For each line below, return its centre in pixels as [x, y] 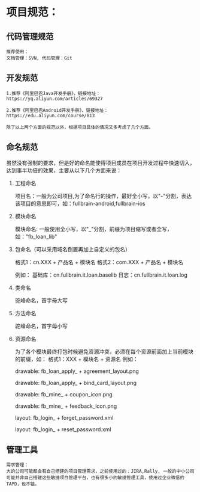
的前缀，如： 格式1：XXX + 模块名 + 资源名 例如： [77, 359]
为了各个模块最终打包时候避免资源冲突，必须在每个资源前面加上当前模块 [104, 351]
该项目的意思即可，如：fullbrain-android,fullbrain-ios [80, 203]
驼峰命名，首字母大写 [41, 300]
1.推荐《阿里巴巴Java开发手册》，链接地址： [53, 93]
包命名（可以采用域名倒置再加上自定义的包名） [72, 249]
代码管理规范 [30, 36]
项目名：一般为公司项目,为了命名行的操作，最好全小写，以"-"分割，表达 [103, 195]
